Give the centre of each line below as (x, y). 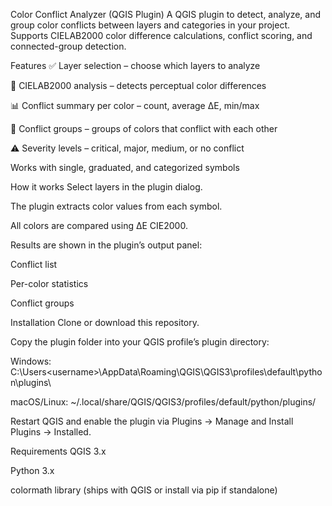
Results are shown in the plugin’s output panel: (106, 245)
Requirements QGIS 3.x (58, 451)
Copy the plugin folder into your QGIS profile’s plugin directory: (140, 342)
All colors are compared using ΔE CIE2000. (99, 225)
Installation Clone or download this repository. (105, 322)
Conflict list (34, 264)
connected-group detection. (68, 46)
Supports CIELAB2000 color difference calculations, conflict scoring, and (161, 35)
